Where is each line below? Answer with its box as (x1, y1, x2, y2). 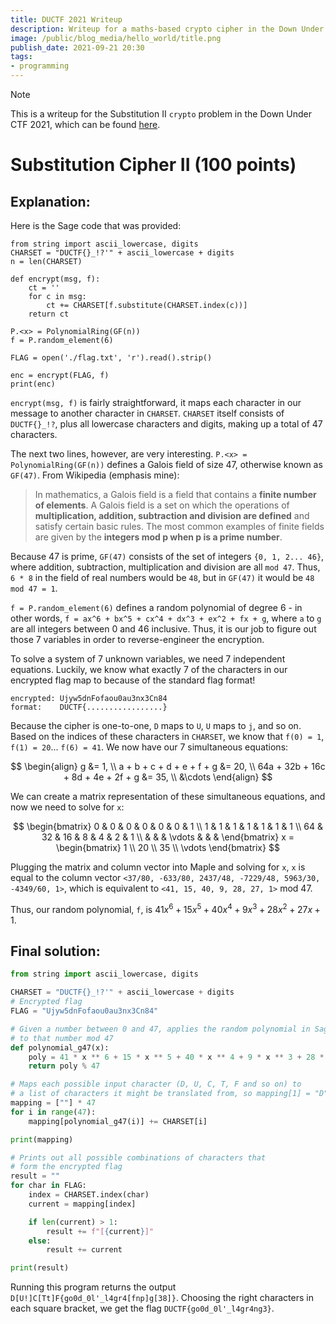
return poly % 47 (28, 1061, 101, 1071)
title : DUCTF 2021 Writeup (10, 14, 123, 25)
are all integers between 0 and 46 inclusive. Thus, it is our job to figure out (10, 623, 317, 635)
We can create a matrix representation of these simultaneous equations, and (10, 791, 326, 802)
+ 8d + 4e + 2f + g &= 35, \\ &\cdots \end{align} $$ (63, 771, 273, 783)
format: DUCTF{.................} (10, 702, 168, 712)
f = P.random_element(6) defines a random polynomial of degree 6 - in (10, 602, 303, 613)
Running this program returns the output (10, 1281, 177, 1293)
